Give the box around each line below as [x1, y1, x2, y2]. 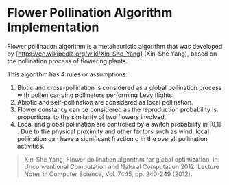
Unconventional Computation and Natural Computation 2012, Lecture [23, 162, 219, 171]
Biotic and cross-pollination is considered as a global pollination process [16, 83, 222, 91]
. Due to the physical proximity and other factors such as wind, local [16, 127, 210, 135]
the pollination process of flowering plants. [7, 56, 128, 65]
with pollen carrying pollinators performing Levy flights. [16, 91, 174, 99]
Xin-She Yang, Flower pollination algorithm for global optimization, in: [23, 155, 220, 163]
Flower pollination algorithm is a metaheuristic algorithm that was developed [7, 42, 223, 50]
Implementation [7, 19, 99, 35]
